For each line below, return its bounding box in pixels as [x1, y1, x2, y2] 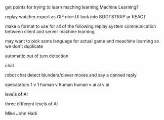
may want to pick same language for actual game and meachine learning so [5, 38, 160, 44]
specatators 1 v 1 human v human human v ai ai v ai [5, 81, 110, 87]
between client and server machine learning [5, 29, 95, 34]
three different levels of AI [5, 101, 58, 107]
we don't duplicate [5, 43, 43, 49]
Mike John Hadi [5, 111, 37, 116]
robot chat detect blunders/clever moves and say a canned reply [5, 72, 137, 78]
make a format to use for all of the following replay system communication [5, 23, 156, 29]
